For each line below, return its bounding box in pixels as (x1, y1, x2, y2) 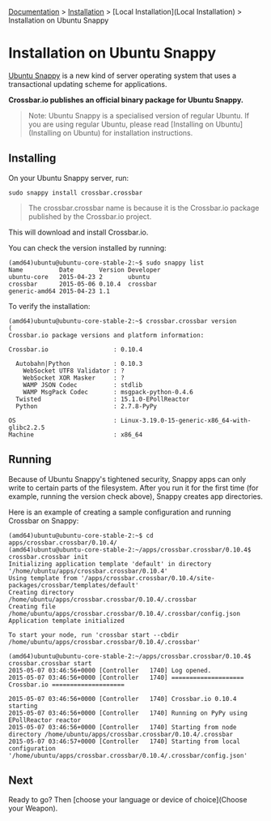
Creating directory (8, 588, 74, 596)
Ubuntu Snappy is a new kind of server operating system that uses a (8, 71, 237, 80)
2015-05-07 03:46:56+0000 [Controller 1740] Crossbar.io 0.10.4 (8, 694, 237, 703)
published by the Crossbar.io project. (28, 211, 152, 221)
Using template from (8, 574, 78, 582)
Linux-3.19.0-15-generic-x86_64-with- (120, 416, 252, 424)
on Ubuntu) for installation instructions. (62, 127, 193, 137)
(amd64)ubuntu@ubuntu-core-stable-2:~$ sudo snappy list (8, 259, 205, 267)
